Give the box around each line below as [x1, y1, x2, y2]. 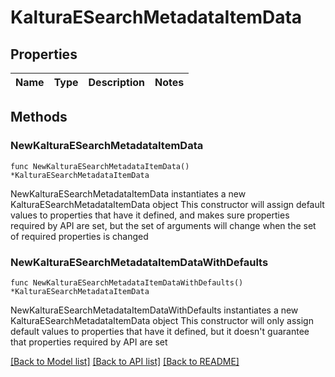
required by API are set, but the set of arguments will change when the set [10, 219, 317, 231]
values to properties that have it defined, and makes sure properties [10, 209, 290, 221]
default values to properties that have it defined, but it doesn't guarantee [10, 325, 310, 337]
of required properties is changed [10, 230, 149, 242]
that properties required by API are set [10, 336, 168, 348]
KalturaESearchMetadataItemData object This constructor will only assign [10, 314, 314, 326]
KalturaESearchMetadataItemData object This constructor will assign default [10, 198, 325, 210]
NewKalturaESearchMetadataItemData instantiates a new [10, 187, 247, 200]
